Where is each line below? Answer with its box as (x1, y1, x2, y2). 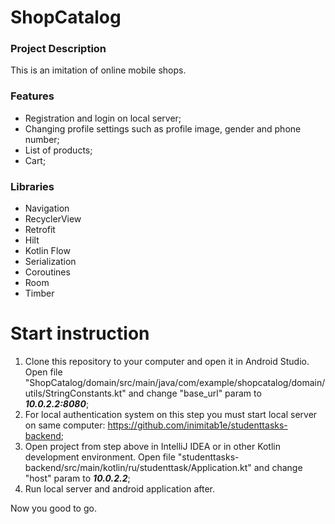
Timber (24, 287, 55, 300)
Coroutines (24, 266, 71, 278)
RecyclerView (24, 213, 82, 225)
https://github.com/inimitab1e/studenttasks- (107, 419, 288, 431)
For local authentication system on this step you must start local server (24, 409, 318, 421)
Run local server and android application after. (24, 483, 216, 495)
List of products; (24, 144, 93, 156)
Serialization (24, 256, 77, 268)
